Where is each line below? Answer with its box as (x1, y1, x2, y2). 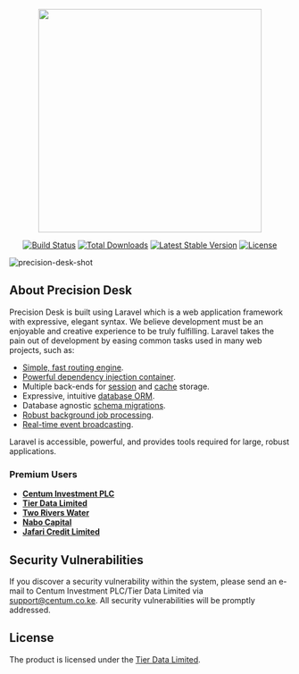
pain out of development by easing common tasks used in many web (9, 335, 262, 346)
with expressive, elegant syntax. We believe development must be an (9, 316, 263, 326)
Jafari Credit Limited (21, 527, 100, 537)
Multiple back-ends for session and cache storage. (21, 381, 210, 392)
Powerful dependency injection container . (21, 371, 176, 382)
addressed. (9, 604, 51, 615)
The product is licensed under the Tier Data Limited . (9, 653, 201, 665)
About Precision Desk (9, 282, 132, 299)
